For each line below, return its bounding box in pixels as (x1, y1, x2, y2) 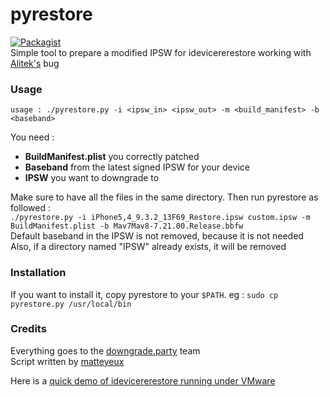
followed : (10, 202, 51, 214)
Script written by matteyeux (10, 355, 125, 367)
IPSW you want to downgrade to (24, 172, 160, 184)
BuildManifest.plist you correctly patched (24, 151, 200, 163)
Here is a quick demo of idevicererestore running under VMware (10, 374, 276, 387)
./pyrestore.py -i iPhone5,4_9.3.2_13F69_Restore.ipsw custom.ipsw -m (10, 213, 311, 223)
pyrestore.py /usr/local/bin (10, 299, 132, 309)
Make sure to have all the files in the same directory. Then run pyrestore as (10, 191, 319, 203)
